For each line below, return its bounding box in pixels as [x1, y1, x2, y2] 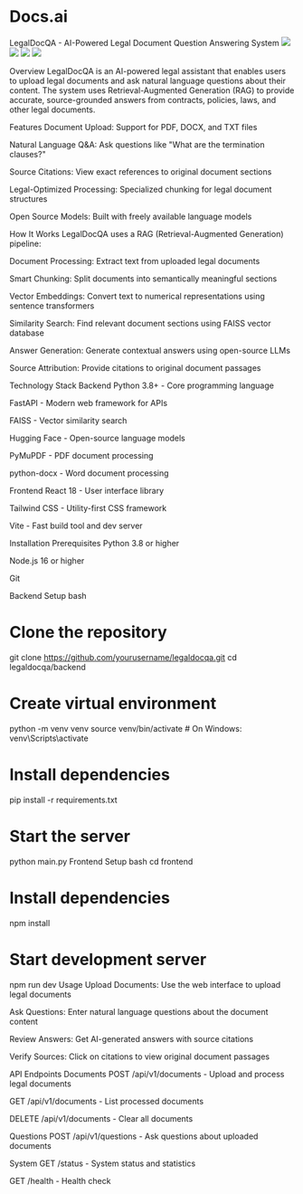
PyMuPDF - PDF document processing [9, 450, 154, 460]
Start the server [9, 826, 131, 847]
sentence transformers [9, 300, 95, 311]
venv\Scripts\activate [9, 733, 89, 744]
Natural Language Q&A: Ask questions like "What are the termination [9, 138, 265, 150]
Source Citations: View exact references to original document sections [9, 166, 272, 177]
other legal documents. [9, 104, 96, 115]
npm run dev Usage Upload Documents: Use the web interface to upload [9, 979, 281, 990]
